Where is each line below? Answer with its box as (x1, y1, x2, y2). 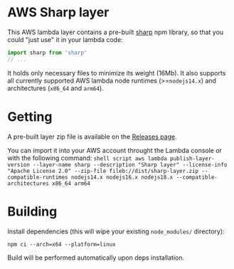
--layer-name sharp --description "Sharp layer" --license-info (33, 161, 228, 168)
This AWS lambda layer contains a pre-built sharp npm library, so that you (7, 28, 224, 36)
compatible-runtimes (7, 174, 69, 181)
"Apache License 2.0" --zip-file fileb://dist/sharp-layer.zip (7, 167, 199, 174)
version (7, 161, 31, 168)
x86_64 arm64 (52, 179, 91, 187)
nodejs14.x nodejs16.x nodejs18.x (70, 174, 174, 181)
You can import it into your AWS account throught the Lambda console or (7, 146, 223, 154)
